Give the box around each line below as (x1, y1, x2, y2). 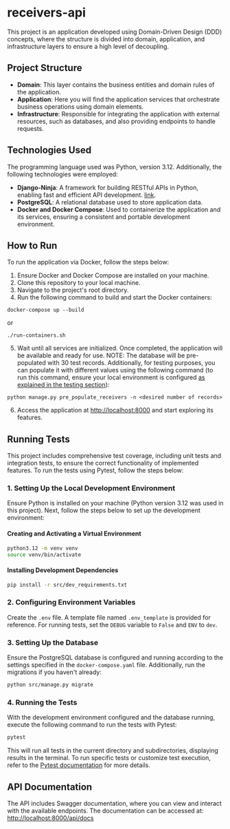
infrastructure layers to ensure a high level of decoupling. (7, 42, 170, 50)
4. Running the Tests (7, 697, 78, 707)
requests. (16, 124, 45, 132)
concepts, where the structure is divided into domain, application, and (7, 34, 205, 43)
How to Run (7, 240, 58, 251)
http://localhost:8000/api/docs (7, 814, 94, 822)
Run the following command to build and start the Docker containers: (16, 293, 212, 302)
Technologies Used (7, 145, 91, 156)
